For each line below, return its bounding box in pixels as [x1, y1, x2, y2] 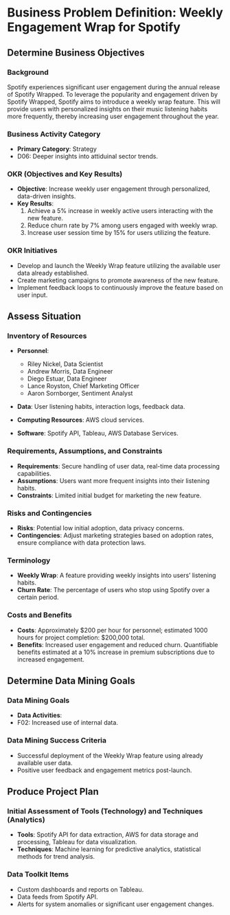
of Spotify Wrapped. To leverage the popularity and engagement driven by [7, 90, 218, 98]
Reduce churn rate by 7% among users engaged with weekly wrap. [27, 221, 218, 229]
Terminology [7, 555, 51, 565]
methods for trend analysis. [16, 852, 95, 861]
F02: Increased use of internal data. [16, 719, 119, 727]
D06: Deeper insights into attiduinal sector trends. [16, 152, 159, 161]
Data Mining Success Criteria [7, 736, 107, 745]
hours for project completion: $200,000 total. [16, 633, 146, 642]
